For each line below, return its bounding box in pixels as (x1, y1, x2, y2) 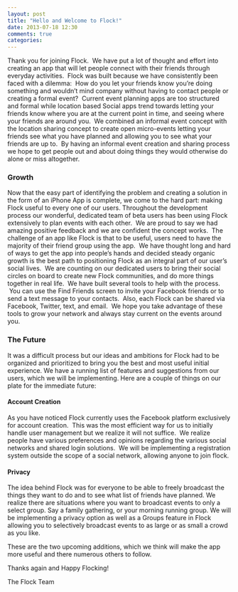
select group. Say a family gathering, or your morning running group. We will (7, 506, 232, 514)
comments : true (7, 30, 53, 38)
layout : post (7, 10, 46, 18)
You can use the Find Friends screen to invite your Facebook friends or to (9, 287, 225, 295)
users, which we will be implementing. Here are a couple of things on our (7, 374, 222, 382)
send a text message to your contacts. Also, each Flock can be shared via (7, 295, 225, 303)
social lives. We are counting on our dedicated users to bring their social (7, 264, 221, 273)
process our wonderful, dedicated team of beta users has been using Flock (7, 211, 228, 220)
